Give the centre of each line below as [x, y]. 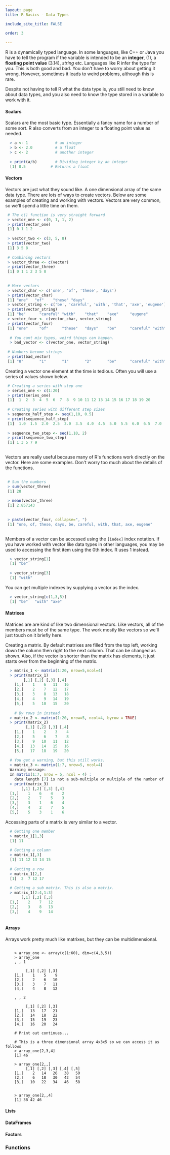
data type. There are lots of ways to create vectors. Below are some [76, 195]
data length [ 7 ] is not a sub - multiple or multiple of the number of [89, 779]
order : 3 [14, 33]
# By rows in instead [37, 713]
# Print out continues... [42, 1033]
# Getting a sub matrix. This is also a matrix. [62, 888]
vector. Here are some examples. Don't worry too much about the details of [84, 463]
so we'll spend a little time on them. [42, 205]
